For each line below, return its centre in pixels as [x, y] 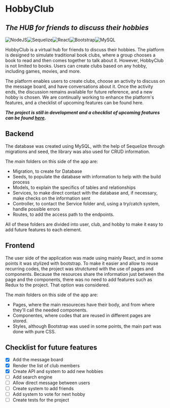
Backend [20, 134]
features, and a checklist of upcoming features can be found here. [74, 103]
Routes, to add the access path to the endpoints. [63, 214]
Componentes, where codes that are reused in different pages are [82, 315]
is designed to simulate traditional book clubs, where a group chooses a [80, 55]
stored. [20, 321]
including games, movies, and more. [43, 71]
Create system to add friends [43, 388]
